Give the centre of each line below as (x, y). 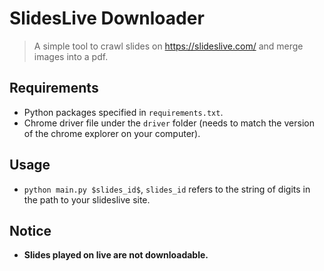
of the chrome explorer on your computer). (112, 133)
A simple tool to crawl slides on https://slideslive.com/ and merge (168, 46)
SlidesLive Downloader (107, 18)
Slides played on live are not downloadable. (116, 255)
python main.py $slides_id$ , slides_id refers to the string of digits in (167, 189)
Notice (30, 230)
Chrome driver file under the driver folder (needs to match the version (169, 123)
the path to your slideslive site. (87, 199)
